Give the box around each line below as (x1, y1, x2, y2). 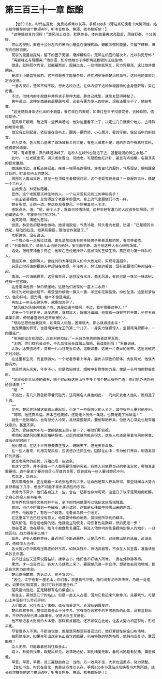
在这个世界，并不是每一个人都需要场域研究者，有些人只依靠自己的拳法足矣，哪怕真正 (11, 464, 156, 469)
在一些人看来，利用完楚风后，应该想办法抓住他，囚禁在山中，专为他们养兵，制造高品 (11, 448, 156, 453)
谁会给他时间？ (5, 438, 30, 443)
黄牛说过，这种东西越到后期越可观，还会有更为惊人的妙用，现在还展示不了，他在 (11, 99, 148, 104)
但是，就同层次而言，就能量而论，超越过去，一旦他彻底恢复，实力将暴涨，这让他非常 (11, 63, 156, 68)
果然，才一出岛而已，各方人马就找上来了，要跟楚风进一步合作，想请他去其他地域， (11, 562, 152, 566)
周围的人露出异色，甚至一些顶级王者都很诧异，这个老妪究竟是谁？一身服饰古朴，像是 (11, 176, 156, 181)
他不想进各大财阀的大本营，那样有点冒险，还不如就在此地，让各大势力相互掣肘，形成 (11, 618, 156, 623)
